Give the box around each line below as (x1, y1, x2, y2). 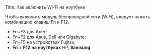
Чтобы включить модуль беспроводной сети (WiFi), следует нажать (5, 14, 151, 19)
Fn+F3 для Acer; (12, 29, 47, 34)
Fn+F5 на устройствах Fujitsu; (12, 39, 76, 45)
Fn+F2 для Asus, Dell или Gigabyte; (12, 34, 86, 40)
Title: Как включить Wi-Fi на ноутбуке (5, 4, 85, 10)
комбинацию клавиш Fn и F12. (5, 19, 70, 25)
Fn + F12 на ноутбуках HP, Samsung (12, 45, 90, 50)
